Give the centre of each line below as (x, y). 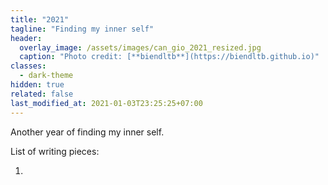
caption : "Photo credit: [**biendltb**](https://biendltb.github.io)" (169, 57)
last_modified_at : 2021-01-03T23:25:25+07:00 (106, 103)
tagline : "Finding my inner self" (82, 29)
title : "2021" (40, 19)
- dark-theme (46, 76)
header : (26, 38)
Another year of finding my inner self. (87, 132)
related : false (42, 94)
